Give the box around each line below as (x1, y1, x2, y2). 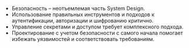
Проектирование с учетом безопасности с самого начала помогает (11, 29, 183, 36)
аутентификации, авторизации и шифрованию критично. (11, 17, 154, 24)
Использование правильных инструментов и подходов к (11, 11, 155, 18)
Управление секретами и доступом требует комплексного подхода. (11, 23, 184, 30)
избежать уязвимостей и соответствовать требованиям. (11, 36, 154, 42)
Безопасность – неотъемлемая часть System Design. (11, 5, 145, 12)
